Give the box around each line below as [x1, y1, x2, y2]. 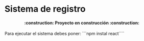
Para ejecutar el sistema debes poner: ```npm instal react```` [4, 31, 124, 37]
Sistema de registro [4, 3, 86, 15]
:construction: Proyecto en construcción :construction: [24, 20, 140, 25]
